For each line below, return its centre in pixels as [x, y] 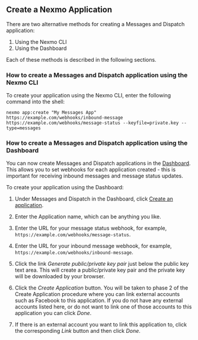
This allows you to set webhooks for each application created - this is [91, 170]
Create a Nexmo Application [59, 10]
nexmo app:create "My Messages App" [51, 113]
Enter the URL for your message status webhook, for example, [91, 228]
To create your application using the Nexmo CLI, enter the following [89, 96]
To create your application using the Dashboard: [65, 188]
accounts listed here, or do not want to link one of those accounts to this [103, 307]
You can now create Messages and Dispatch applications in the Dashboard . [98, 163]
